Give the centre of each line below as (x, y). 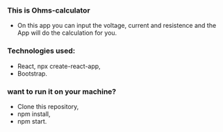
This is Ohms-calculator (49, 10)
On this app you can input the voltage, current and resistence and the (117, 26)
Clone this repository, (48, 106)
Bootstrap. (32, 73)
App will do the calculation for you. (67, 33)
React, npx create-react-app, (59, 66)
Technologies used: (41, 51)
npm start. (32, 121)
